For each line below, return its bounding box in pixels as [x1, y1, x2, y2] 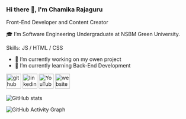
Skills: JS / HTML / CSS [6, 44, 63, 52]
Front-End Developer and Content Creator [6, 19, 108, 26]
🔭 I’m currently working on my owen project [14, 56, 121, 63]
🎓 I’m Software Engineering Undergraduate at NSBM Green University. [6, 31, 181, 38]
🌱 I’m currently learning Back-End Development [14, 62, 131, 69]
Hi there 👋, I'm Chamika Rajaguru [6, 5, 103, 14]
